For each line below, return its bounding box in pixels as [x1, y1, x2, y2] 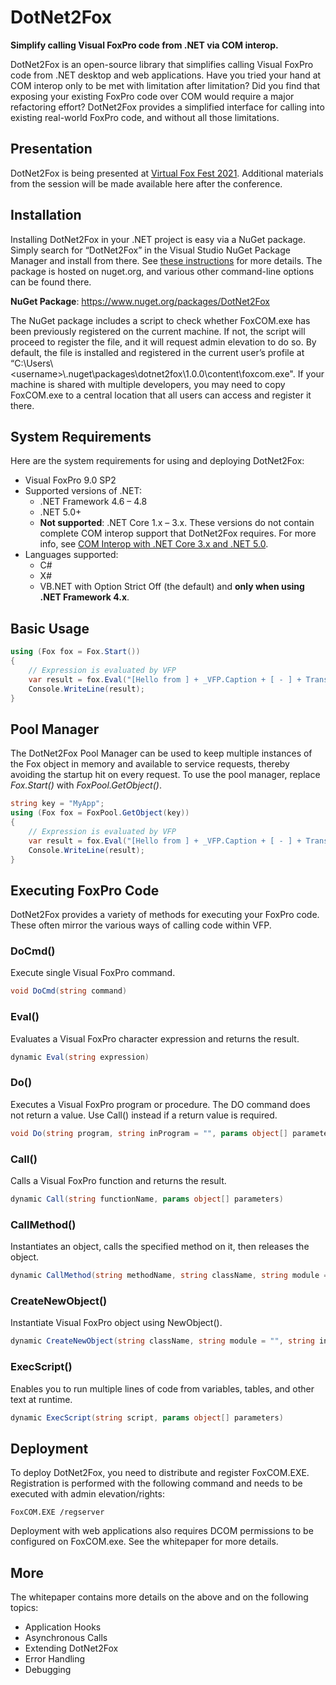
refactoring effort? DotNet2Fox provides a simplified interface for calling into [10, 101, 325, 113]
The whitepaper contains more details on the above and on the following [10, 1591, 309, 1603]
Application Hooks [24, 1621, 102, 1633]
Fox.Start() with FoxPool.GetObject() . [10, 779, 162, 791]
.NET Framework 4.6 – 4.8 [39, 496, 148, 508]
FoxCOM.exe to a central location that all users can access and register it [10, 389, 312, 401]
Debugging [24, 1664, 72, 1676]
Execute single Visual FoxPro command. [10, 967, 176, 979]
